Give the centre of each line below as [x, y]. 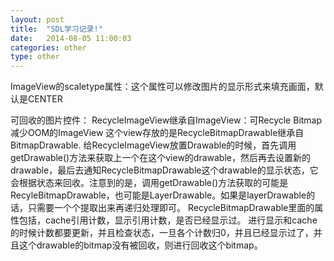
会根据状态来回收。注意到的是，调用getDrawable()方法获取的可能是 [149, 183]
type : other [35, 57]
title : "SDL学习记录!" [56, 29]
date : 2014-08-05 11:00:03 [71, 38]
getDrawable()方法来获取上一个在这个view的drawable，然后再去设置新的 [160, 158]
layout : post [37, 19]
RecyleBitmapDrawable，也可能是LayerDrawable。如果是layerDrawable [158, 195]
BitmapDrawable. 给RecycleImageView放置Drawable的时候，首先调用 [153, 145]
